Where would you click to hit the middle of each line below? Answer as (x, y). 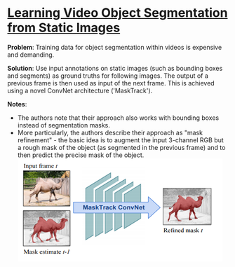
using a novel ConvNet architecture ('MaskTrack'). (80, 90)
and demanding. (31, 55)
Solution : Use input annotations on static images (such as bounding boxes (115, 68)
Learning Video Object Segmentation (117, 13)
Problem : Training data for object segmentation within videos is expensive (115, 47)
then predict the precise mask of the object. (81, 155)
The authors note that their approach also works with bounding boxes (118, 118)
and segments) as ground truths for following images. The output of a (108, 76)
